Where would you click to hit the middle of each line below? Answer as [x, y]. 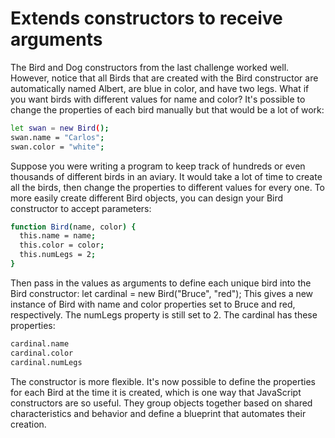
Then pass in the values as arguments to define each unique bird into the [161, 283]
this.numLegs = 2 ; [58, 255]
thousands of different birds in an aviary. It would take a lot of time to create [166, 176]
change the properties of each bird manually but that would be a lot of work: [167, 109]
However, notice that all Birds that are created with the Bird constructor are [164, 78]
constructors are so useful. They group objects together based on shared [161, 403]
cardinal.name [40, 343]
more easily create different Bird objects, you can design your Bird [147, 198]
